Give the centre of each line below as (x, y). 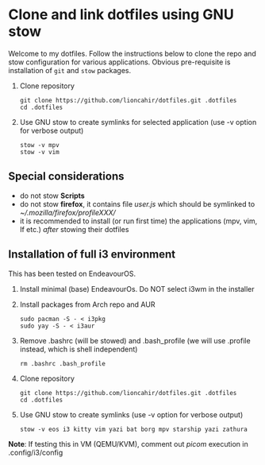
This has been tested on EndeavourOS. (72, 273)
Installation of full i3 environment (92, 255)
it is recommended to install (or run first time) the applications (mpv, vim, (138, 221)
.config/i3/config (36, 452)
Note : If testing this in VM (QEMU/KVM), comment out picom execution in (128, 444)
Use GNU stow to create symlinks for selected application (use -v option (138, 122)
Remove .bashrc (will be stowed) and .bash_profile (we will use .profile (135, 340)
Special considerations (66, 176)
